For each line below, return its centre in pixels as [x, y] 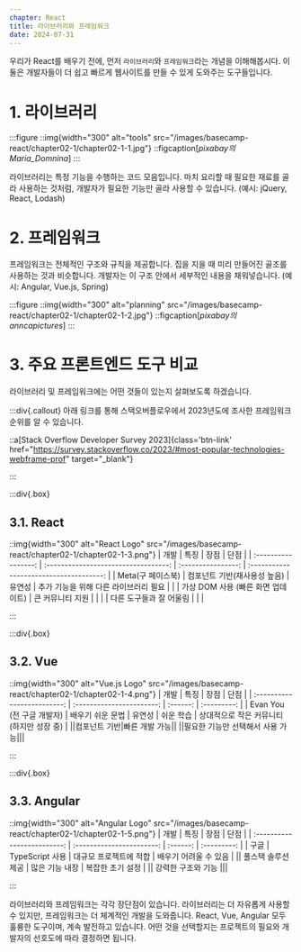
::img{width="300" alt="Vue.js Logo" [78, 683]
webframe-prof [38, 459]
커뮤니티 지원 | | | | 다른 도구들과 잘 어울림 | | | [124, 598]
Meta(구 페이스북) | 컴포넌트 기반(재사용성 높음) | [204, 576]
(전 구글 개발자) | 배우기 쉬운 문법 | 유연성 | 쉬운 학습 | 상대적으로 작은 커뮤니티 [146, 715]
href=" [22, 449]
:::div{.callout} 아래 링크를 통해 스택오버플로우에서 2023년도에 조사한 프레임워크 [150, 411]
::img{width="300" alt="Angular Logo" [80, 823]
